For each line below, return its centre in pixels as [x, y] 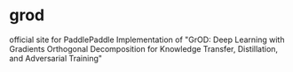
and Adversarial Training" [56, 58]
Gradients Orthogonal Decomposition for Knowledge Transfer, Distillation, [143, 48]
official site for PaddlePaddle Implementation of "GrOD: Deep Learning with [147, 40]
